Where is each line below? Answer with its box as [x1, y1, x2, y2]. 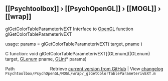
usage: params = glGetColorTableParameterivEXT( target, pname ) [5, 41, 143, 47]
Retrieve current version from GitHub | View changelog [50, 65, 163, 71]
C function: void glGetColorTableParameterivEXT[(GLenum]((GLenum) [5, 50, 150, 56]
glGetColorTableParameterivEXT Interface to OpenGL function [5, 26, 134, 32]
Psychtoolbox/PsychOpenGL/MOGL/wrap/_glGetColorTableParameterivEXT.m [5, 71, 156, 76]
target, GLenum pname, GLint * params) [5, 56, 87, 62]
